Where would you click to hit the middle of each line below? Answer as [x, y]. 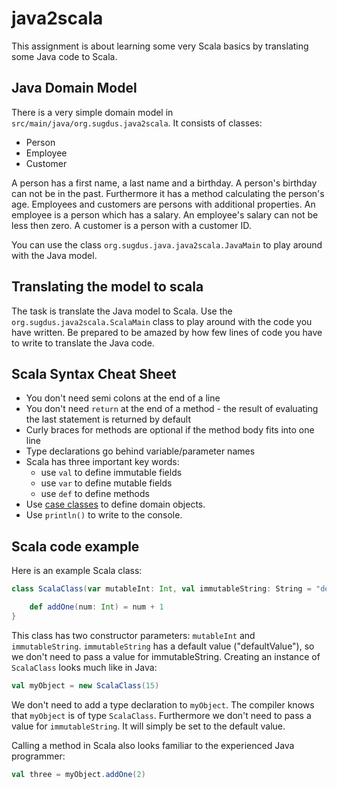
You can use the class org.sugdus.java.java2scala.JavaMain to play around [167, 244]
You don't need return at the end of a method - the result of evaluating [172, 409]
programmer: [38, 756]
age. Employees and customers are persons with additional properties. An [163, 204]
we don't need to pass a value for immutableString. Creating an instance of [166, 656]
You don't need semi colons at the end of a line [123, 398]
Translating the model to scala [107, 287]
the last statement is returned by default [108, 419]
